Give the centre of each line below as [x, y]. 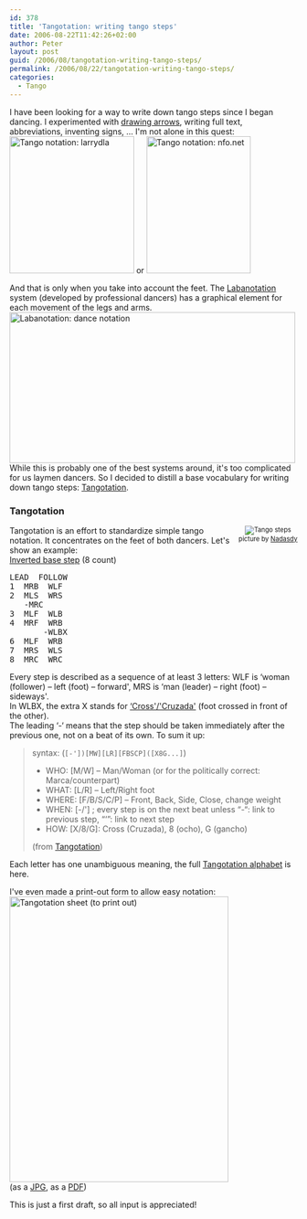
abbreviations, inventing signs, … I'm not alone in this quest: [122, 131]
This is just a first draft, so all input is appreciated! [103, 1204]
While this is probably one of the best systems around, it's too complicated [150, 468]
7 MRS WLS [36, 650]
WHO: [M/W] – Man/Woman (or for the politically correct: [153, 770]
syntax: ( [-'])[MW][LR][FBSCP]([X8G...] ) [109, 753]
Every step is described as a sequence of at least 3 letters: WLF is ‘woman [150, 676]
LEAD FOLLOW [39, 577]
